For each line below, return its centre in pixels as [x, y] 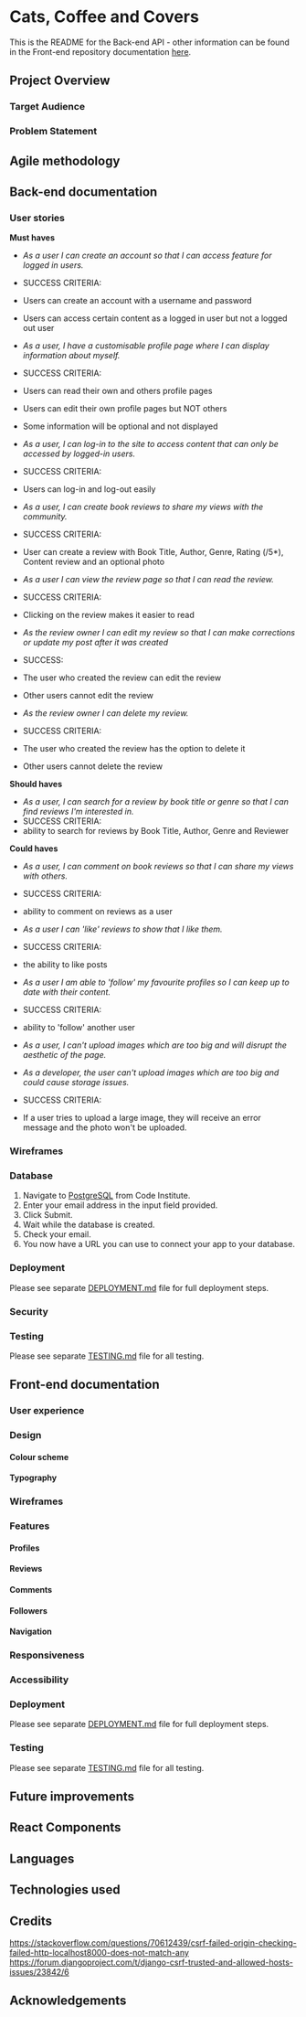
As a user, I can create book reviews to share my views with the [143, 507]
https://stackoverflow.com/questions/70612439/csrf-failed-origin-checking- [153, 1943]
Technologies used [65, 1890]
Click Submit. [47, 1215]
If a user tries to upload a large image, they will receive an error [142, 1118]
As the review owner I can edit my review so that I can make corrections [158, 633]
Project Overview [60, 81]
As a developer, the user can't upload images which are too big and [151, 1073]
